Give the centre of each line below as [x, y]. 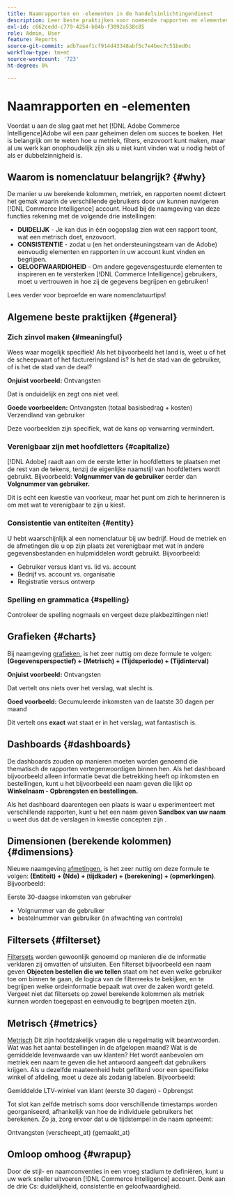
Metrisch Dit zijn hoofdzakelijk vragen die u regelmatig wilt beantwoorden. [114, 1040]
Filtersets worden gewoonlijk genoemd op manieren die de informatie [107, 957]
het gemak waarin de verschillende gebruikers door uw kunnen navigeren [113, 201]
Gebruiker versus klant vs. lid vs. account [77, 567]
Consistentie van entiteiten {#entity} [71, 523]
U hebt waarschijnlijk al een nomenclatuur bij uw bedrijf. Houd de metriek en [117, 538]
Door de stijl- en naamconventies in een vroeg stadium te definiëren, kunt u [116, 1171]
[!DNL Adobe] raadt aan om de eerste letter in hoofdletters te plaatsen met [114, 462]
